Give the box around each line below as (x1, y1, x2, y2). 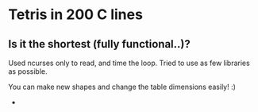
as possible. (8, 67, 48, 76)
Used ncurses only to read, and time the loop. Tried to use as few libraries (8, 58, 250, 68)
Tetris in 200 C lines (8, 6, 143, 24)
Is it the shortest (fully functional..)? (8, 37, 191, 51)
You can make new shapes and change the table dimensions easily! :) (8, 82, 237, 91)
